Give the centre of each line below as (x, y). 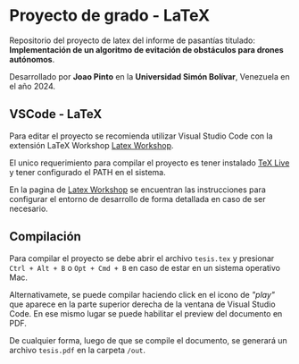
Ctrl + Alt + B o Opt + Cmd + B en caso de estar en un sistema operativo (145, 267)
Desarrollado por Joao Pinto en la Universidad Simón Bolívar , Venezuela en (149, 76)
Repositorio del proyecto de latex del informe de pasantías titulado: (133, 40)
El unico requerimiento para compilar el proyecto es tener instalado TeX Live (149, 163)
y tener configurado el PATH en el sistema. (88, 172)
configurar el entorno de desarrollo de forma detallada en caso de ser (137, 199)
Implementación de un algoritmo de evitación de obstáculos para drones (146, 49)
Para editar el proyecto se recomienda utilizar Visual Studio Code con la (141, 136)
